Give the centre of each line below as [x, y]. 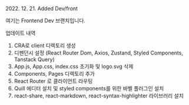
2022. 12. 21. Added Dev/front [42, 9]
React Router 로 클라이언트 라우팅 [53, 81]
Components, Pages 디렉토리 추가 [54, 74]
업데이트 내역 [21, 33]
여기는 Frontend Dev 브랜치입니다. [46, 21]
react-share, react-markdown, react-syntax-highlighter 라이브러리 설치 [99, 96]
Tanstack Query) [34, 59]
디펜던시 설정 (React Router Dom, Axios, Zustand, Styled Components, [99, 53]
